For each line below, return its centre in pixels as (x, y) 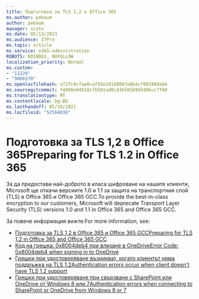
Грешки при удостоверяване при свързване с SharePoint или (93, 277)
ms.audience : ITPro (31, 40)
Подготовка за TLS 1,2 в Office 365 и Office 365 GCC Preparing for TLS (104, 233)
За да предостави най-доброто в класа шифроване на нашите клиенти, (98, 184)
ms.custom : (20, 68)
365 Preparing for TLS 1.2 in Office (93, 155)
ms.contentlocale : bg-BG (37, 101)
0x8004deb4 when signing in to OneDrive (67, 252)
